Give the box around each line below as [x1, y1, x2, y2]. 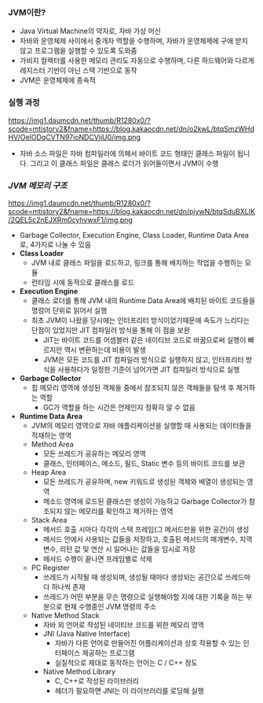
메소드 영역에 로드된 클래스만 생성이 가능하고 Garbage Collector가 [42, 496, 247, 505]
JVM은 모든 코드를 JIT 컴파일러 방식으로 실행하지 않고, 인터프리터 [42, 354, 245, 364]
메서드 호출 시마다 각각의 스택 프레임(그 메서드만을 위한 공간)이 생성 [42, 524, 250, 534]
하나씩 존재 [51, 582, 86, 591]
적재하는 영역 [31, 431, 72, 440]
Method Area [31, 439, 75, 449]
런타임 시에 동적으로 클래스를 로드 [31, 277, 135, 287]
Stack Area [31, 515, 68, 524]
